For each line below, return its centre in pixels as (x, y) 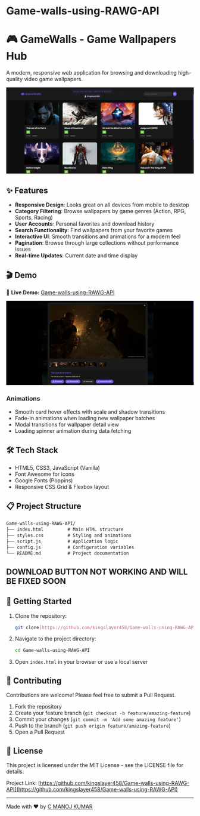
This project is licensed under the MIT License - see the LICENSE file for (95, 765)
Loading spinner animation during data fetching (73, 430)
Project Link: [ (23, 783)
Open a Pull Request (40, 732)
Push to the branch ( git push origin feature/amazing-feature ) (93, 726)
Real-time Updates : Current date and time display (76, 255)
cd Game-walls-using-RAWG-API (52, 651)
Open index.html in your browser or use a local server (81, 662)
